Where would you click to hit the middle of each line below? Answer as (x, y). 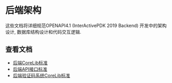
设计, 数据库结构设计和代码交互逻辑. (43, 32)
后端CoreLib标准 (30, 63)
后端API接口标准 (30, 69)
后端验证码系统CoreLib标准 (41, 75)
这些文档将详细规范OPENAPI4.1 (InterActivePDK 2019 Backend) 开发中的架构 (86, 25)
